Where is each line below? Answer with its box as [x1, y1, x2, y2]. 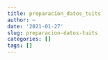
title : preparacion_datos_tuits [7, 10, 101, 17]
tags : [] [7, 42, 33, 49]
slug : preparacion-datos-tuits [7, 29, 98, 37]
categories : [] [7, 36, 52, 43]
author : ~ [7, 17, 36, 23]
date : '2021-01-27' [7, 23, 64, 30]
